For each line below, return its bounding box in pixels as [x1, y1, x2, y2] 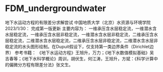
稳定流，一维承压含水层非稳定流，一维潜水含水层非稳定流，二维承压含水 [13, 31, 158, 37]
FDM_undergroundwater [5, 3, 106, 14]
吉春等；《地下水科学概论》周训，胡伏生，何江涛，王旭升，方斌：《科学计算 [5, 56, 154, 61]
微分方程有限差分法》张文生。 [13, 61, 73, 68]
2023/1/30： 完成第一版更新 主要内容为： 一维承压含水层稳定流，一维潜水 [5, 25, 153, 31]
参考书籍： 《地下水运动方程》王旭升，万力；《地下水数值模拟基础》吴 [14, 49, 154, 56]
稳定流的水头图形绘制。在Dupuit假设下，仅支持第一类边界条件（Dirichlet [5, 43, 149, 49]
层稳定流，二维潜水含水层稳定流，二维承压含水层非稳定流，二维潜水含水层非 [5, 37, 158, 43]
